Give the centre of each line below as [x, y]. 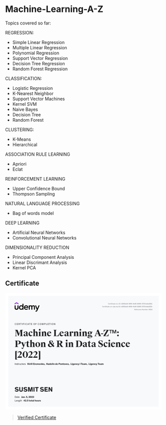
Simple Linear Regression [39, 42]
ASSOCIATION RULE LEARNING [38, 154]
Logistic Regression [33, 88]
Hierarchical [25, 144]
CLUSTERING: [20, 129]
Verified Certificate [37, 418]
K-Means [22, 139]
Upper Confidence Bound [39, 189]
